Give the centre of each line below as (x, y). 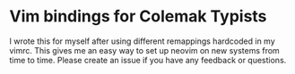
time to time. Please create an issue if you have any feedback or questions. (148, 60)
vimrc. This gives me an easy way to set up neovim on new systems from (144, 50)
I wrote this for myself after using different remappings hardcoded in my (142, 41)
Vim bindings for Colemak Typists (138, 16)
